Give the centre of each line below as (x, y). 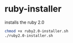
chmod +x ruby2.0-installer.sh (36, 31)
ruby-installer (33, 9)
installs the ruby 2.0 (24, 22)
